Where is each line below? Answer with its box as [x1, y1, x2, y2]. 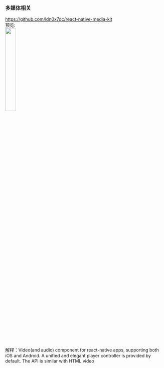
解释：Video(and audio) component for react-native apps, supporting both [5, 347, 159, 353]
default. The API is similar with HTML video [5, 358, 94, 364]
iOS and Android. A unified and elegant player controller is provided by [5, 353, 151, 359]
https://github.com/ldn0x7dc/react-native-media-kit [5, 16, 113, 22]
